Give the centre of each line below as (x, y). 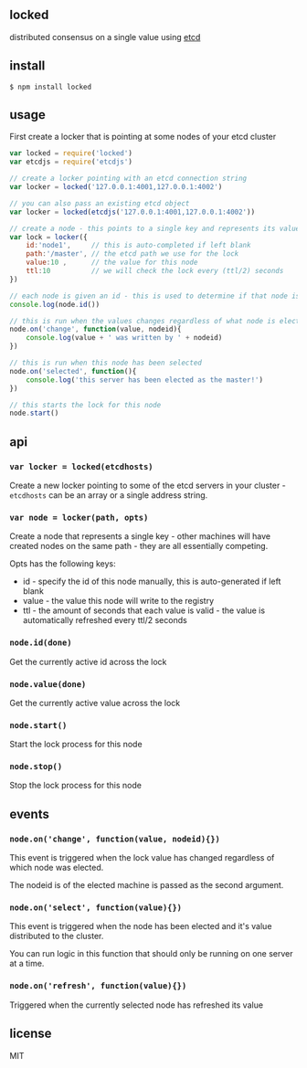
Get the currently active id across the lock (88, 661)
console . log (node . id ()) (55, 304)
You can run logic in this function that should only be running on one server (151, 954)
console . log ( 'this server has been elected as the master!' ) (144, 380)
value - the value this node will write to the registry (118, 601)
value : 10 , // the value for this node (112, 263)
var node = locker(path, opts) (79, 517)
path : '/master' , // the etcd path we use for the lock (132, 254)
